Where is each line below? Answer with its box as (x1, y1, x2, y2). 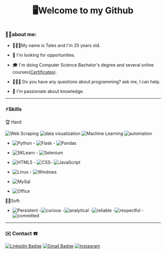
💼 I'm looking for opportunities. (12, 52, 76, 58)
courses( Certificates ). (12, 69, 57, 75)
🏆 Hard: (5, 119, 23, 125)
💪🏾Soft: (5, 198, 21, 204)
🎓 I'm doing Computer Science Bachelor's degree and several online (12, 62, 154, 68)
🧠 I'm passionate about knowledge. (12, 88, 84, 94)
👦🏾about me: (5, 31, 37, 38)
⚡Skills (5, 106, 22, 113)
